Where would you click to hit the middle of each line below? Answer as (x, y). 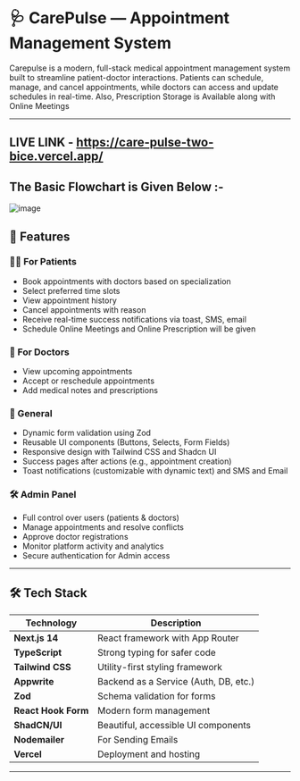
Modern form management (154, 710)
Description (176, 623)
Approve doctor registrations (75, 536)
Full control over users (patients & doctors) (101, 517)
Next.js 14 (36, 638)
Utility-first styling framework (160, 667)
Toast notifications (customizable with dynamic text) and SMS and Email (155, 471)
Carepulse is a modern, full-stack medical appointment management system (150, 68)
